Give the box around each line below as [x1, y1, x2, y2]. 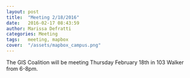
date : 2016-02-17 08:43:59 [6, 20, 80, 26]
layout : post [6, 8, 39, 15]
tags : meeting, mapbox [6, 37, 69, 43]
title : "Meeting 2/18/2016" [6, 14, 80, 20]
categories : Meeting [6, 31, 59, 37]
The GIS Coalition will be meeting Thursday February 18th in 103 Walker [6, 58, 184, 66]
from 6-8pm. [6, 65, 38, 72]
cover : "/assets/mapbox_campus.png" [6, 43, 101, 49]
